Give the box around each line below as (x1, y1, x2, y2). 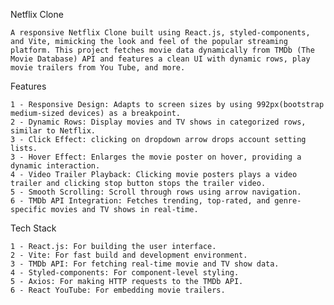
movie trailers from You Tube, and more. (10, 63, 186, 73)
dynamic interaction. (10, 161, 101, 171)
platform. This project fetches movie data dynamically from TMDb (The (10, 45, 315, 55)
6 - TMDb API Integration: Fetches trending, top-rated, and (10, 196, 271, 206)
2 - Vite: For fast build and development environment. (10, 250, 248, 260)
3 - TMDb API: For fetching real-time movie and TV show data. (10, 259, 280, 269)
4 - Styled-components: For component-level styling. (10, 268, 240, 278)
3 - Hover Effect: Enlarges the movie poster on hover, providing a (10, 152, 302, 162)
